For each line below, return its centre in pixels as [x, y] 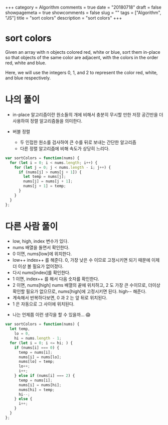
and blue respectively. [28, 78]
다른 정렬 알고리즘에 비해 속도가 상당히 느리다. [65, 148]
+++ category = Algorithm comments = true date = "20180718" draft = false [83, 7]
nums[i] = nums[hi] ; [40, 385]
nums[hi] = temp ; [37, 390]
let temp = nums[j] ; [45, 177]
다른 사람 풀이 [32, 226]
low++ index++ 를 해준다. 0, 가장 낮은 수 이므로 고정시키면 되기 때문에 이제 [86, 260]
